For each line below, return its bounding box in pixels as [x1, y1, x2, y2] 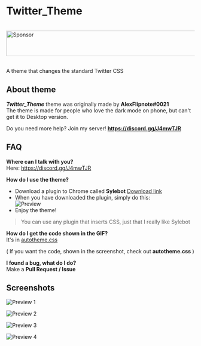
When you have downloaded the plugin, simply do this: [14, 194, 151, 201]
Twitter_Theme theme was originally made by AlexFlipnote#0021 [6, 100, 169, 108]
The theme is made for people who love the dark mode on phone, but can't [6, 106, 191, 114]
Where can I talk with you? [6, 158, 74, 165]
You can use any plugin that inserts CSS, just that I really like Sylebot [20, 218, 190, 225]
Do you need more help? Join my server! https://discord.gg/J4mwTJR [6, 124, 181, 132]
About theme [6, 85, 56, 95]
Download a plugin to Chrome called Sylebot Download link [14, 187, 163, 195]
